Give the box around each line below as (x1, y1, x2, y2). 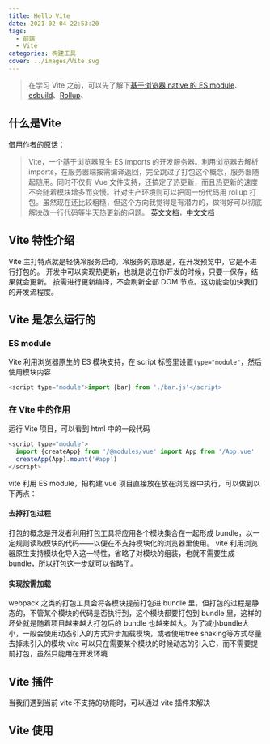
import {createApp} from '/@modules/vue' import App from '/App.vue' (15, 447, 255, 456)
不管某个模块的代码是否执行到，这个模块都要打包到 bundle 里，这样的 (29, 609, 263, 618)
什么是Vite (8, 117, 62, 130)
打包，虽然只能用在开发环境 (15, 649, 108, 659)
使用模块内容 (8, 367, 51, 377)
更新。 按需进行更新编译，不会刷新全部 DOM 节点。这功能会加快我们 (29, 276, 259, 286)
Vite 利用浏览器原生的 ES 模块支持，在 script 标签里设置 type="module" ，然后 (8, 357, 263, 367)
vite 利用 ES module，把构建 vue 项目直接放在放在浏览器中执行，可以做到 (8, 478, 254, 488)
